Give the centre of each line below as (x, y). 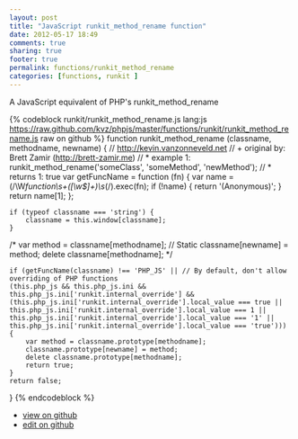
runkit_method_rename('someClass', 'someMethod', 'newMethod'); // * (140, 166)
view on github (50, 415)
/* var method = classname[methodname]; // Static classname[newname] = (149, 245)
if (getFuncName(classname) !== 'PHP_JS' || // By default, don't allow (148, 271)
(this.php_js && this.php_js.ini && (78, 286)
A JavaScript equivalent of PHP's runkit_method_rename (114, 102)
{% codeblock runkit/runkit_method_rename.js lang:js (109, 119)
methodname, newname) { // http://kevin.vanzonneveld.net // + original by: (147, 148)
